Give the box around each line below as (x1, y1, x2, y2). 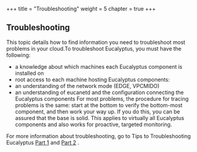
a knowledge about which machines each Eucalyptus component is (14, 63, 183, 70)
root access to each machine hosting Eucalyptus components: (14, 75, 170, 83)
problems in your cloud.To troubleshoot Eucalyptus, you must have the (6, 45, 182, 52)
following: (6, 51, 31, 59)
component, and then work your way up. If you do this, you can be (14, 108, 181, 115)
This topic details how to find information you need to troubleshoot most (6, 39, 186, 46)
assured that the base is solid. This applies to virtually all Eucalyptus (14, 114, 185, 121)
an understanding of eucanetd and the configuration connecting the (14, 89, 184, 96)
